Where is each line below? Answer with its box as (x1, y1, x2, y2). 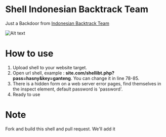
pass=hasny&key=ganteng (12, 75, 71, 81)
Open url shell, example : (12, 70, 65, 76)
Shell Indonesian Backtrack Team (5, 4, 148, 15)
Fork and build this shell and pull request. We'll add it (5, 125, 115, 132)
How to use (5, 48, 54, 59)
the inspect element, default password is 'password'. (12, 86, 123, 92)
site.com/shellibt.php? (65, 70, 115, 76)
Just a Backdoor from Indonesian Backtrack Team (5, 20, 110, 26)
